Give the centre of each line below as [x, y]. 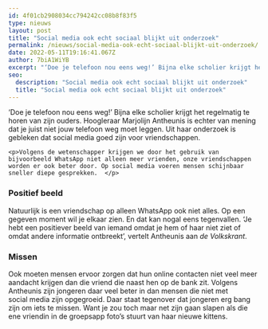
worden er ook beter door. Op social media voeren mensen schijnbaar [126, 166]
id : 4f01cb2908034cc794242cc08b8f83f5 [73, 16]
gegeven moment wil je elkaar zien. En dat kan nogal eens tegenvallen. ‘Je [130, 219]
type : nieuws [30, 23]
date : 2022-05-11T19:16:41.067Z [62, 53]
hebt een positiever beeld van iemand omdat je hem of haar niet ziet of [124, 227]
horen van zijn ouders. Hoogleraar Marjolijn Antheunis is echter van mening [132, 121]
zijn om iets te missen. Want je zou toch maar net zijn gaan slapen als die [128, 307]
